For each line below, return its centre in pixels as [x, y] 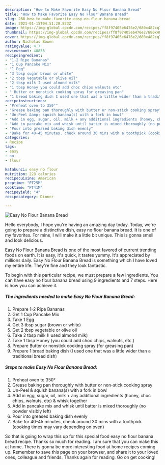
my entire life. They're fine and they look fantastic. [56, 265]
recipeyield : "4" [23, 192]
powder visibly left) [32, 411]
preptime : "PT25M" [24, 183]
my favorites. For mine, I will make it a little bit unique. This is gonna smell [79, 235]
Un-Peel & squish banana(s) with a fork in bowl [60, 390]
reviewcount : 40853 [25, 51]
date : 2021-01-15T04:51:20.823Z [38, 23]
